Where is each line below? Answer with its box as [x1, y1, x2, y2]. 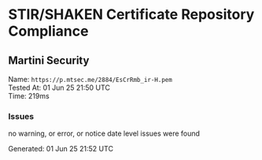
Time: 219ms [8, 91, 50, 100]
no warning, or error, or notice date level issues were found [8, 128, 201, 139]
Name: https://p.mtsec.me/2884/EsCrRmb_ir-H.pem [8, 75, 173, 84]
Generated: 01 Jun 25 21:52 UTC [8, 144, 114, 154]
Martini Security [8, 54, 90, 67]
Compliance [8, 22, 89, 40]
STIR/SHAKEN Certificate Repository [8, 6, 255, 24]
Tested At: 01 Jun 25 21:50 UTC [8, 83, 110, 92]
